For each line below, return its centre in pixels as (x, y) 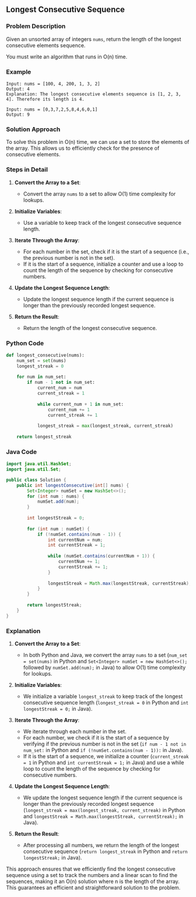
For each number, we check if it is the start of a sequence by (96, 737)
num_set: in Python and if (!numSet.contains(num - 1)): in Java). (103, 750)
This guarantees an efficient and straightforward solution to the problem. (93, 887)
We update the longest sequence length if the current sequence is (103, 798)
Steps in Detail (27, 170)
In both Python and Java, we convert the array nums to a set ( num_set (105, 655)
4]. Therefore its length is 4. (45, 99)
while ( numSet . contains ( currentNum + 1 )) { (101, 556)
